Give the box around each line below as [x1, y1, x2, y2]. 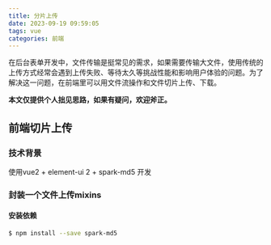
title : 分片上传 [8, 11, 58, 20]
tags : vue [8, 27, 42, 35]
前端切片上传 [8, 120, 73, 134]
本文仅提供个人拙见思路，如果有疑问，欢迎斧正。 [8, 95, 171, 105]
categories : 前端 [8, 34, 65, 43]
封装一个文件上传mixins [8, 189, 102, 201]
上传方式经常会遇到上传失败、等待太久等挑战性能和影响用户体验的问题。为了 [8, 68, 264, 78]
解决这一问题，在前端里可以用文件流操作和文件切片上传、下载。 [8, 78, 221, 87]
